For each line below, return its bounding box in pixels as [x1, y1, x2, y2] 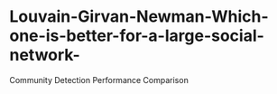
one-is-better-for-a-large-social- [9, 25, 264, 46]
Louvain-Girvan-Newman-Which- [9, 6, 269, 27]
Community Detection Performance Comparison [9, 74, 189, 85]
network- [9, 45, 81, 65]
